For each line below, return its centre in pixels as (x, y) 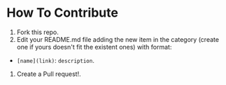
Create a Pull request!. (49, 74)
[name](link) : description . (56, 60)
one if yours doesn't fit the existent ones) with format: (94, 47)
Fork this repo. (37, 32)
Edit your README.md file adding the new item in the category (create (118, 39)
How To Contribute (62, 13)
